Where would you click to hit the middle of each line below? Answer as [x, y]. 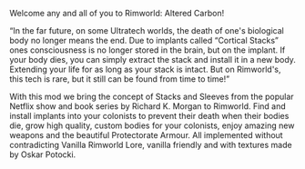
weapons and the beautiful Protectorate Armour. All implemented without [147, 135]
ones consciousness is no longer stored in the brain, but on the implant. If [147, 50]
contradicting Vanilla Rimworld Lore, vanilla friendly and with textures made [151, 145]
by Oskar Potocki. [43, 154]
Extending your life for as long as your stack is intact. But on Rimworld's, [145, 69]
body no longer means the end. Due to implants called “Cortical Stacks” [144, 40]
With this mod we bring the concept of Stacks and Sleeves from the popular [152, 96]
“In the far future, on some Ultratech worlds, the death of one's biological [147, 30]
